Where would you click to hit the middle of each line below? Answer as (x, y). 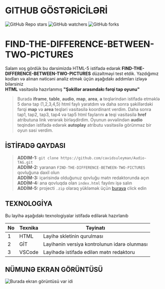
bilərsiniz (14, 84)
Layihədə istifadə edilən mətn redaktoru (89, 252)
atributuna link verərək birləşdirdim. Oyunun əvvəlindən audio (80, 120)
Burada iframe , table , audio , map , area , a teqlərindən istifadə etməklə (88, 99)
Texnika (29, 228)
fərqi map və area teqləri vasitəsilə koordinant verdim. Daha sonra (84, 109)
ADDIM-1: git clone (38, 157)
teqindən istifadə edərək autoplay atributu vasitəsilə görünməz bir (84, 125)
